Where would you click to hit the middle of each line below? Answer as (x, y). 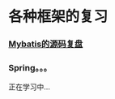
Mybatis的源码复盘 (46, 44)
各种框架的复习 (58, 17)
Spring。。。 (30, 68)
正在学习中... (30, 87)
